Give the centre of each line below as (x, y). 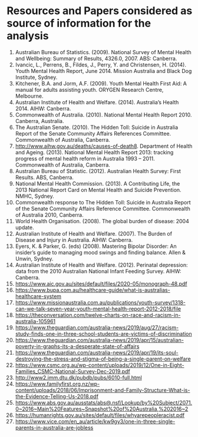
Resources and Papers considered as (100, 11)
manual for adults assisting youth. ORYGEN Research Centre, (89, 90)
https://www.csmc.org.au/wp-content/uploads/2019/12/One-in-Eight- (100, 365)
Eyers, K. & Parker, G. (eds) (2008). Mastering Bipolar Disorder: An (96, 246)
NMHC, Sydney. (35, 196)
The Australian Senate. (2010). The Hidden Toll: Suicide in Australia (97, 127)
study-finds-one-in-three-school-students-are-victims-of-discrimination (103, 333)
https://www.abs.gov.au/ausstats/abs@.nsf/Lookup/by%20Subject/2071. (104, 402)
